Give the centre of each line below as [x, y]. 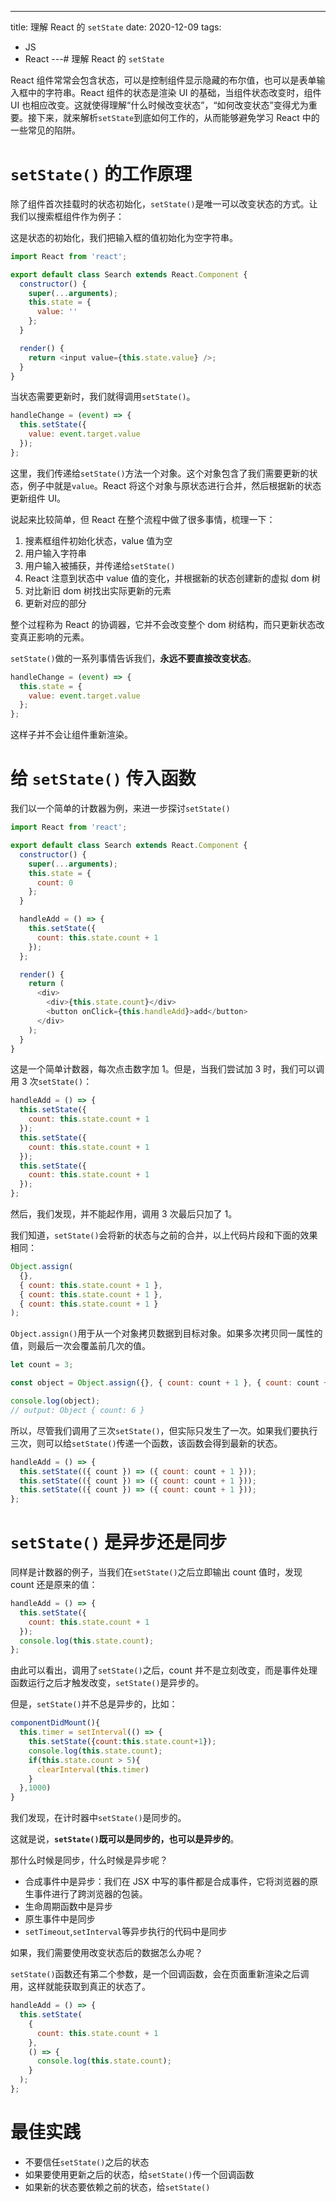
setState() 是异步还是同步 [118, 1542]
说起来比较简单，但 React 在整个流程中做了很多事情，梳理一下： [143, 519]
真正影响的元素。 [54, 637]
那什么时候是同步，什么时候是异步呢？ [89, 1860]
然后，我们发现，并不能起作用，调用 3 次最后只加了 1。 [124, 1214]
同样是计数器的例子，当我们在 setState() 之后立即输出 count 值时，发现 [156, 1572]
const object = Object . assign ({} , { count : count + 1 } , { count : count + [169, 1383]
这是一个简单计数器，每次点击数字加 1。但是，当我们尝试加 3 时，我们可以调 [167, 1069]
